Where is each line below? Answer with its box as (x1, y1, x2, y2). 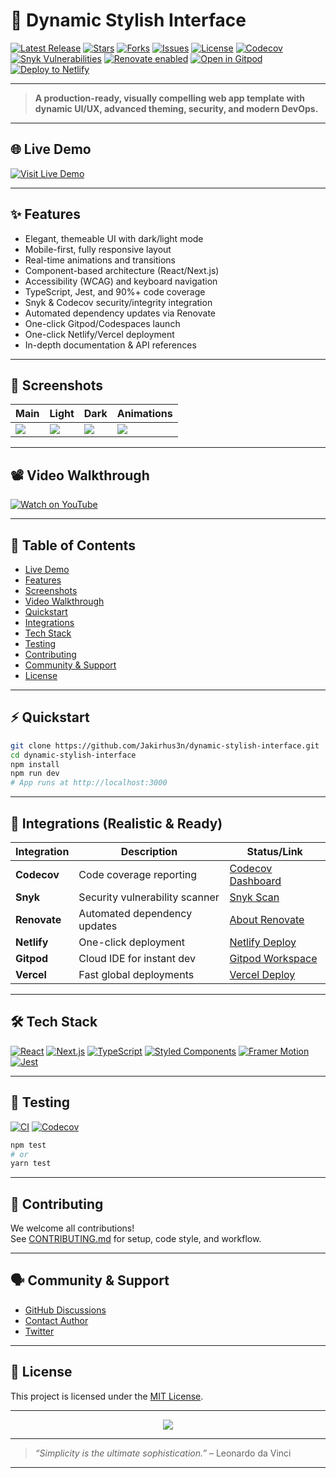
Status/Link (246, 845, 303, 858)
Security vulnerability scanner (78, 890, 220, 904)
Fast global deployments (78, 968, 195, 981)
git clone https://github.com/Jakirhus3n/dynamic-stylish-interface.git (10, 740, 320, 751)
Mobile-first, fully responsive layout (24, 243, 172, 255)
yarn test (10, 1159, 52, 1169)
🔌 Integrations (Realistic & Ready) (10, 815, 223, 832)
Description (120, 845, 178, 858)
